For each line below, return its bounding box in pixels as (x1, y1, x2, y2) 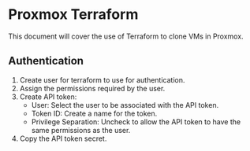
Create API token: (19, 92, 77, 101)
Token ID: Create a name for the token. (31, 109, 158, 118)
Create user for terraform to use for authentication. (19, 75, 185, 84)
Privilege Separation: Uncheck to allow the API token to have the (31, 116, 241, 127)
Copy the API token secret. (19, 134, 107, 143)
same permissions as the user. (31, 125, 131, 134)
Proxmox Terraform (8, 6, 139, 24)
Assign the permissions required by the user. (19, 83, 166, 93)
